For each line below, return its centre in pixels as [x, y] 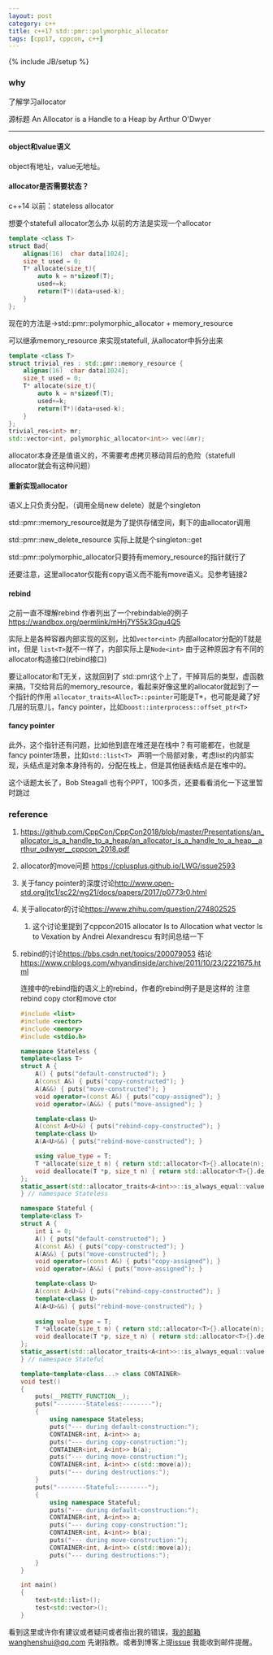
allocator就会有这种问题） [52, 466]
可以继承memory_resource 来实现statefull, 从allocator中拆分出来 [116, 340]
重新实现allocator [38, 485]
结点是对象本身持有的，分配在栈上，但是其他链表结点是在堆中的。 [140, 765]
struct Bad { [28, 246]
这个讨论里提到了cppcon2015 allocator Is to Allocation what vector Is [147, 927]
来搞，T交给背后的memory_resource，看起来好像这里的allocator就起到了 [130, 686]
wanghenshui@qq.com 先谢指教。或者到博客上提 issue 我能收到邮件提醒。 [133, 1642]
